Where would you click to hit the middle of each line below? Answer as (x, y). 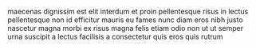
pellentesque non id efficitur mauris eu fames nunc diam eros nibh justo (126, 20)
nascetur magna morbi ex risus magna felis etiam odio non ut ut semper (126, 28)
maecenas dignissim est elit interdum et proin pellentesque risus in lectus (128, 11)
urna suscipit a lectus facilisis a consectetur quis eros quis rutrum (116, 36)
